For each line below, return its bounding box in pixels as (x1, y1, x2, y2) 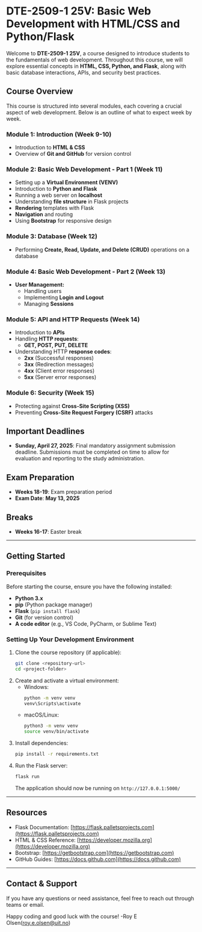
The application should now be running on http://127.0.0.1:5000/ (14, 784, 180, 792)
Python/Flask (6, 30, 75, 43)
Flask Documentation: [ (14, 823, 73, 831)
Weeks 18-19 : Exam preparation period (14, 489, 112, 496)
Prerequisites (6, 569, 46, 578)
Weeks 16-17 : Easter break (14, 528, 82, 535)
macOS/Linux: (23, 711, 59, 718)
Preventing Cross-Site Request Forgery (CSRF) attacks (14, 409, 153, 416)
